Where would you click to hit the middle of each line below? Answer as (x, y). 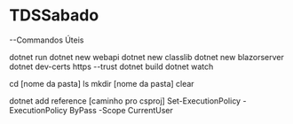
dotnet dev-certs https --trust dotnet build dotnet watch (111, 66)
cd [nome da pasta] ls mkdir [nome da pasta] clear (102, 83)
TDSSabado (54, 15)
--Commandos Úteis (47, 40)
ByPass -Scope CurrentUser (121, 110)
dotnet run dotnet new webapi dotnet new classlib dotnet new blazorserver (146, 57)
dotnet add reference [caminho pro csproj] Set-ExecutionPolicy (125, 101)
